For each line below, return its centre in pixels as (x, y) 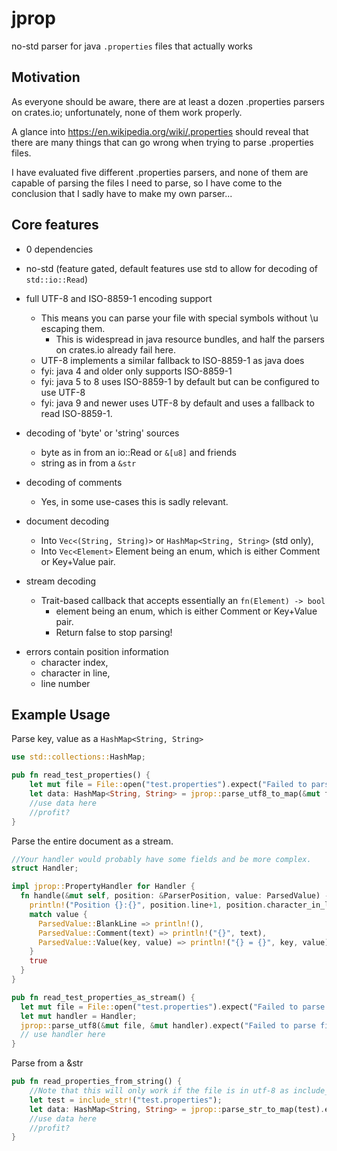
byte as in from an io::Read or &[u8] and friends (138, 452)
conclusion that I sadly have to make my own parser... (122, 193)
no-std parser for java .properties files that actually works (132, 46)
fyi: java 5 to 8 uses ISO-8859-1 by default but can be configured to (180, 381)
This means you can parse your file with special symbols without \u (179, 318)
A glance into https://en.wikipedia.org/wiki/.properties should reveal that (160, 131)
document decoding (67, 521)
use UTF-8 (63, 392)
